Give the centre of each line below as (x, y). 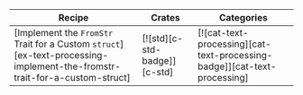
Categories (243, 17)
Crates (165, 17)
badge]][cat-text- (237, 66)
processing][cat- (235, 44)
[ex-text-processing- (61, 55)
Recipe (73, 17)
